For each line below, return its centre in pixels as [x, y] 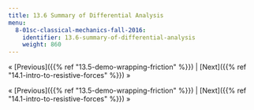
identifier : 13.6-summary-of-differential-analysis [109, 37]
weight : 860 [42, 45]
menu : [17, 23]
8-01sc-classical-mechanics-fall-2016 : [81, 30]
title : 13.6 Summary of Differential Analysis [86, 15]
